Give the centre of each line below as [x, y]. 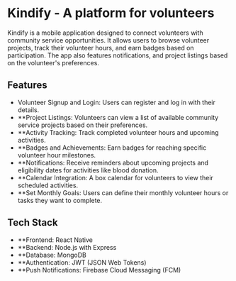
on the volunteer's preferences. [53, 62]
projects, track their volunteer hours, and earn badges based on [101, 48]
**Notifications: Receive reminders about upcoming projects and [113, 162]
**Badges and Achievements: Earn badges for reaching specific [112, 148]
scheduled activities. [48, 185]
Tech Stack [33, 222]
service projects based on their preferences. [83, 125]
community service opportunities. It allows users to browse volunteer [108, 40]
